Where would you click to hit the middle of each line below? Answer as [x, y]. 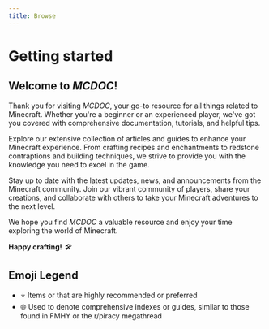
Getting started [61, 56]
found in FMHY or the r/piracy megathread [91, 316]
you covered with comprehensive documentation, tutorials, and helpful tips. [134, 123]
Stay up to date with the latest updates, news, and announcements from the [135, 180]
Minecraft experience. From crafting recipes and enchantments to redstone [134, 147]
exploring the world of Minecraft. [63, 230]
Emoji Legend [43, 276]
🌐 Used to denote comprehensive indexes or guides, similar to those [134, 307]
